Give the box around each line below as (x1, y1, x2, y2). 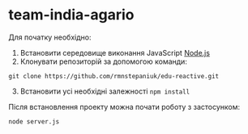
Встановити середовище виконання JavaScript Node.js (19, 48, 211, 57)
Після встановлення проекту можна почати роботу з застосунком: (8, 102, 241, 111)
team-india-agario (8, 6, 135, 24)
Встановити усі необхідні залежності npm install (19, 86, 190, 96)
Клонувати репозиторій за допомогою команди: (19, 57, 188, 66)
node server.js (8, 117, 60, 126)
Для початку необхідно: (8, 32, 92, 42)
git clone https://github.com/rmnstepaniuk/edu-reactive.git (8, 72, 220, 80)
